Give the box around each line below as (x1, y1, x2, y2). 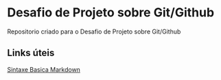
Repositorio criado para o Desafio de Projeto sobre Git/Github (7, 27, 181, 36)
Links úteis (7, 47, 55, 59)
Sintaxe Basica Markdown (7, 65, 81, 73)
